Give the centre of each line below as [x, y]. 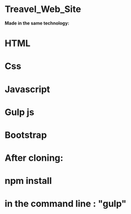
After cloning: [34, 158]
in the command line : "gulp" [65, 204]
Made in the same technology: [37, 23]
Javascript [28, 89]
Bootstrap [26, 135]
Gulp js [20, 112]
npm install [28, 181]
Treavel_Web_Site [43, 9]
